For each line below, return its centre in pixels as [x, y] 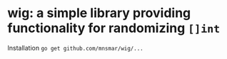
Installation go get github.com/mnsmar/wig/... [76, 48]
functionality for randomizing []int [114, 28]
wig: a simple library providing [99, 13]
